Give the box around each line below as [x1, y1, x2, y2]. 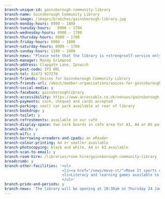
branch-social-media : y [4, 85, 54, 90]
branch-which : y [4, 126, 38, 131]
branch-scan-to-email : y [4, 150, 56, 155]
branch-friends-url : [4, 80, 47, 85]
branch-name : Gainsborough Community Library [4, 12, 99, 17]
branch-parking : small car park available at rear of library [4, 104, 135, 109]
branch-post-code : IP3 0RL [4, 67, 60, 72]
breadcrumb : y [4, 159, 34, 163]
